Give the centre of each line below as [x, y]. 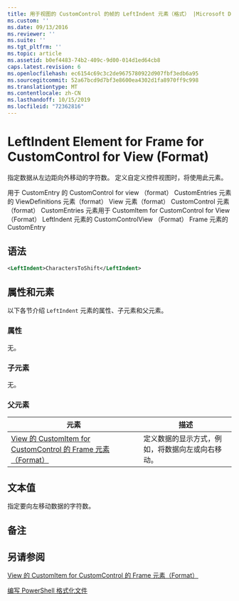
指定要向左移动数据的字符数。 [51, 506]
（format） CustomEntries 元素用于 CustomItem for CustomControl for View [118, 210]
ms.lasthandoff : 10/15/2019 [49, 100]
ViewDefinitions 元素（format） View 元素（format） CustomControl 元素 [122, 201]
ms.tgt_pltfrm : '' [34, 47]
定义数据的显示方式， [179, 439]
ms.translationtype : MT [43, 87]
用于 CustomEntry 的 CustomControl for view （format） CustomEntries [112, 192]
